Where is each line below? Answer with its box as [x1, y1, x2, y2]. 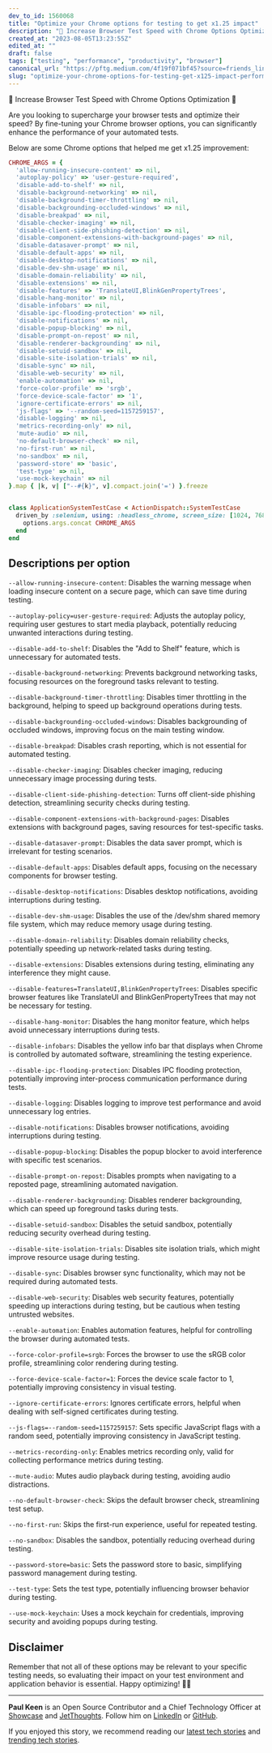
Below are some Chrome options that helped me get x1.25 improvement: [8, 143, 249, 152]
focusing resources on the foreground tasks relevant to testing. [8, 677, 219, 687]
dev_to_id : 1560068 [8, 11, 74, 20]
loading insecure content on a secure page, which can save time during [8, 586, 248, 596]
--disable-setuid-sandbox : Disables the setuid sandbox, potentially [8, 1219, 233, 1229]
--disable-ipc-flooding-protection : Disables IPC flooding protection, [8, 1066, 242, 1075]
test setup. [8, 1504, 45, 1514]
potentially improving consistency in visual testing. [8, 1382, 176, 1393]
